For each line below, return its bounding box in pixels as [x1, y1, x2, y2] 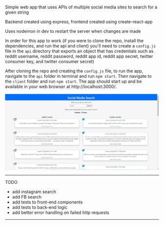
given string [5, 9, 29, 15]
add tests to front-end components [12, 199, 83, 205]
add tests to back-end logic [12, 204, 68, 210]
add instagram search [12, 188, 57, 195]
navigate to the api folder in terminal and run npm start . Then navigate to [5, 73, 152, 79]
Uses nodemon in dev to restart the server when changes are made [5, 28, 141, 34]
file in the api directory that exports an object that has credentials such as [5, 48, 154, 54]
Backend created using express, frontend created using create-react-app [5, 19, 153, 24]
